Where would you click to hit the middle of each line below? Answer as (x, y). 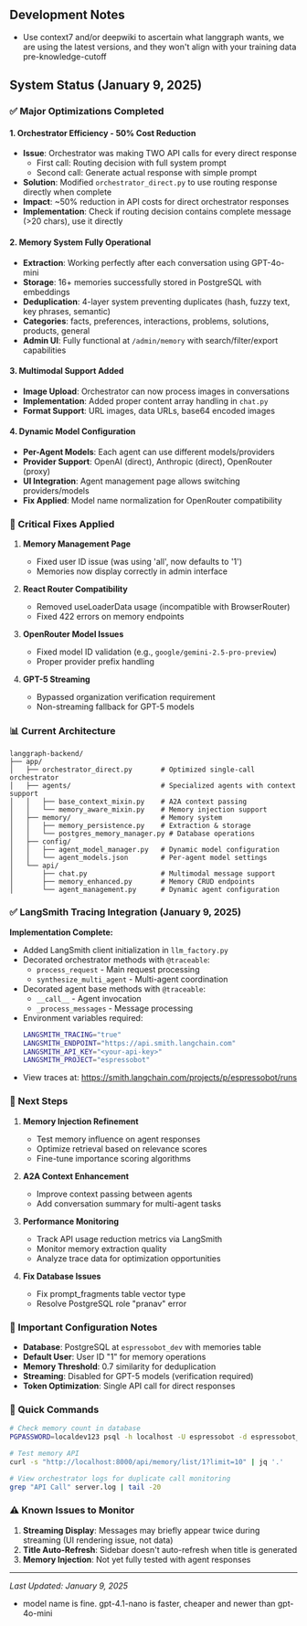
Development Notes (67, 15)
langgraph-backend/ (47, 753)
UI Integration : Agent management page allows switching (131, 481)
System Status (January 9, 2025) (106, 85)
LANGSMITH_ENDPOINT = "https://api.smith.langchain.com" (129, 1043)
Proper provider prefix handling (95, 662)
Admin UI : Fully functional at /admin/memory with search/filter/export (150, 340)
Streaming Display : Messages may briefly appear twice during (141, 1530)
